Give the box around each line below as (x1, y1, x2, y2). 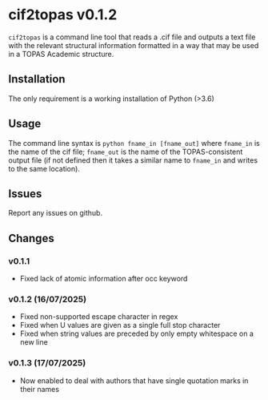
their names (19, 384, 60, 394)
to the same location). (8, 164, 80, 173)
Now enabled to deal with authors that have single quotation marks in (19, 375, 249, 386)
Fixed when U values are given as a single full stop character (19, 321, 221, 330)
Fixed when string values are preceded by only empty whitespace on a (19, 329, 254, 338)
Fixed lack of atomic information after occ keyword (19, 274, 188, 284)
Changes (8, 231, 54, 245)
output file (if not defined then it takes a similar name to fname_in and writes (8, 155, 258, 165)
